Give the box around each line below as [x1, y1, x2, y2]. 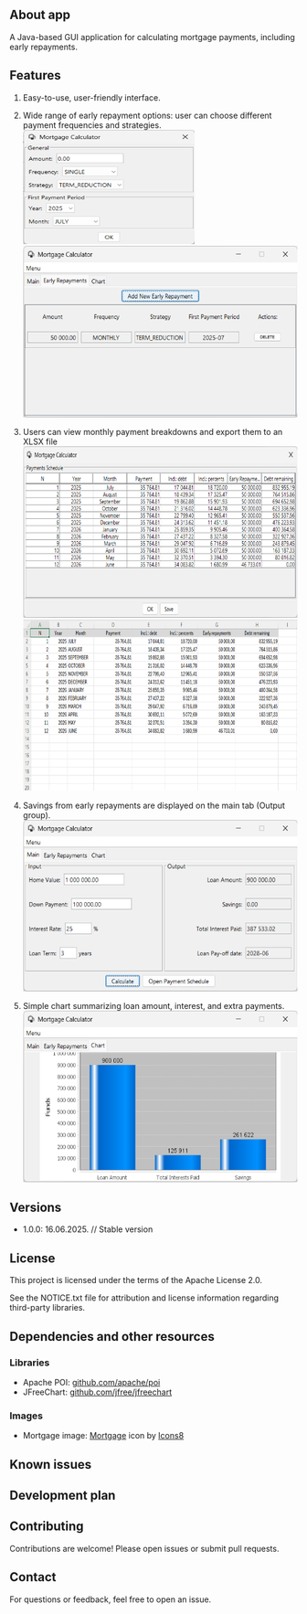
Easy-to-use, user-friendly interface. [22, 91, 162, 103]
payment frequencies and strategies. [22, 119, 162, 131]
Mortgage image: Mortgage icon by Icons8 [22, 1430, 185, 1441]
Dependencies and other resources [9, 1329, 215, 1344]
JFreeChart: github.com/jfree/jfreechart [22, 1386, 172, 1397]
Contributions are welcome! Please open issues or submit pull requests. [9, 1543, 280, 1554]
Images [9, 1409, 44, 1422]
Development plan [9, 1488, 116, 1503]
